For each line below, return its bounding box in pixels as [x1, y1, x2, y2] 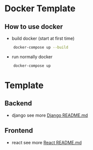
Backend [4, 99, 32, 108]
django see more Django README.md [11, 112, 88, 118]
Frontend [4, 126, 33, 135]
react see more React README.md [11, 139, 82, 145]
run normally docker [11, 53, 53, 59]
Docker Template [4, 3, 76, 14]
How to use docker [4, 23, 63, 31]
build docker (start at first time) [11, 35, 75, 41]
